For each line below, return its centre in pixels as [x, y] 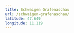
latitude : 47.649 [23, 18]
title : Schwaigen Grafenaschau [37, 9]
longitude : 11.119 [24, 23]
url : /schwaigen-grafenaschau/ [37, 14]
